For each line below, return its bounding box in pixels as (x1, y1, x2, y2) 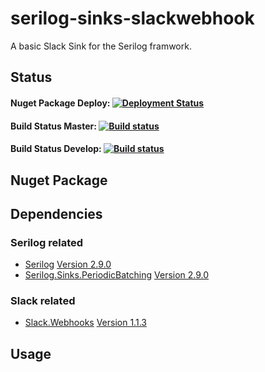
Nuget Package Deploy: (10, 97, 111, 109)
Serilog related (10, 235, 84, 249)
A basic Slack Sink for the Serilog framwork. (10, 40, 192, 52)
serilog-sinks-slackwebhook (10, 7, 255, 30)
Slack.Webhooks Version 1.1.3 (24, 317, 147, 329)
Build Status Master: (10, 120, 97, 132)
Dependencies (10, 205, 103, 222)
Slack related (10, 294, 76, 308)
